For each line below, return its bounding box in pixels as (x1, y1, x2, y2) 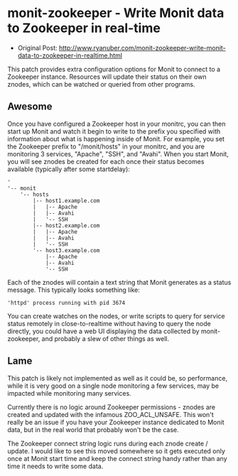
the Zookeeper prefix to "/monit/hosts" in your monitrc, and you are (7, 142, 205, 151)
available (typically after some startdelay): (7, 165, 130, 173)
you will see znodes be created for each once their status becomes (7, 157, 205, 166)
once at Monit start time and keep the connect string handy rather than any (7, 454, 227, 463)
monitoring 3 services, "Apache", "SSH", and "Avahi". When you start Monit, (7, 149, 229, 158)
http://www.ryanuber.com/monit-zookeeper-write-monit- (58, 43, 226, 52)
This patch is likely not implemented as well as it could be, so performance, (7, 374, 228, 382)
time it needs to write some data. (7, 462, 104, 470)
